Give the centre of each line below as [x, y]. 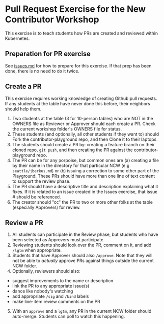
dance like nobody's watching [42, 291]
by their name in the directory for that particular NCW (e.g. [71, 165]
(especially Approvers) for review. [46, 207]
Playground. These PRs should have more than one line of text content [83, 176]
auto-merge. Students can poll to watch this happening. [68, 317]
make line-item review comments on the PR [56, 302]
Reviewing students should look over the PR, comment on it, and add [82, 245]
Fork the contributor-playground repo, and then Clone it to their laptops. [85, 139]
